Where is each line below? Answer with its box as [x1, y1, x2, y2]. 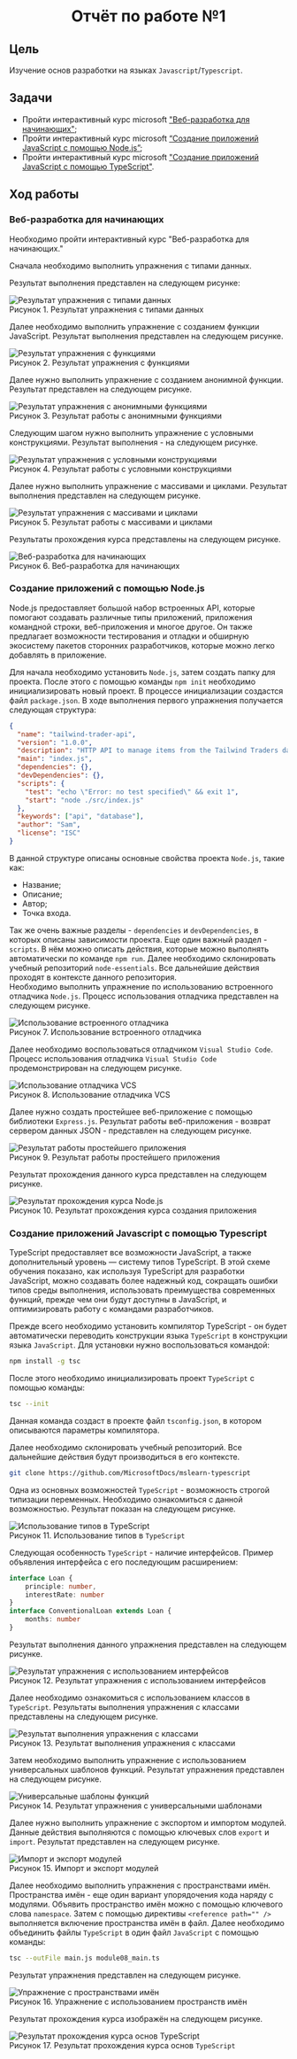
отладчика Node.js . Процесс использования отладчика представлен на [9, 991, 279, 1001]
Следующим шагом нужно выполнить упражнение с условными [9, 427, 254, 438]
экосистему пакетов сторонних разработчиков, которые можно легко [9, 640, 276, 650]
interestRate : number [25, 1590, 104, 1599]
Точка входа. [21, 907, 72, 918]
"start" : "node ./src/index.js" [25, 796, 144, 804]
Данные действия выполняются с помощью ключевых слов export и [9, 1827, 270, 1838]
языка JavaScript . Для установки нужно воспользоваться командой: [9, 1340, 270, 1350]
